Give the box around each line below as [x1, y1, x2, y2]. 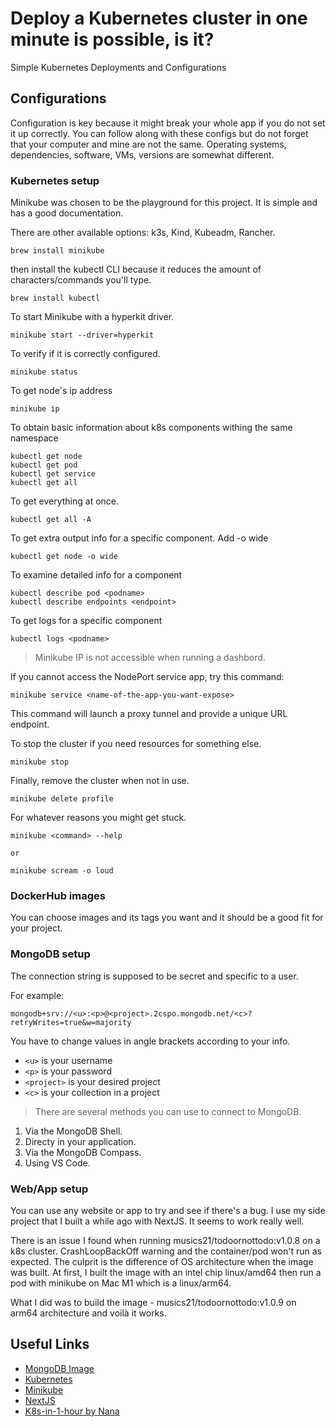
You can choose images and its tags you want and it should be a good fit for [10, 912, 324, 924]
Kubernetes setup [10, 173, 100, 187]
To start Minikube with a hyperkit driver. [10, 311, 175, 323]
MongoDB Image [24, 1362, 95, 1374]
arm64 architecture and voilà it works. [10, 1307, 167, 1319]
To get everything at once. [10, 495, 120, 507]
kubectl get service [10, 469, 97, 479]
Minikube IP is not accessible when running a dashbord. [34, 652, 266, 664]
